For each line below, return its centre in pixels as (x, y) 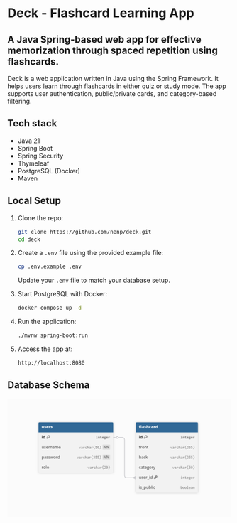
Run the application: (47, 322)
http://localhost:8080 (51, 363)
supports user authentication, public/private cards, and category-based (112, 93)
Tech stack (32, 123)
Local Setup (34, 201)
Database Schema (49, 385)
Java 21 (29, 141)
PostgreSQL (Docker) (49, 171)
